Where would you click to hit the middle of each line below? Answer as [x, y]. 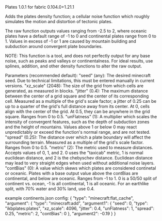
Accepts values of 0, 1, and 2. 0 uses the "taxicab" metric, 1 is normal [74, 153]
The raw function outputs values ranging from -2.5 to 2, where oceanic [76, 31]
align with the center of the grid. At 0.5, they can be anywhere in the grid [78, 111]
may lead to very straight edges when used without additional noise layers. [80, 163]
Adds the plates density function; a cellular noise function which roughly [77, 16]
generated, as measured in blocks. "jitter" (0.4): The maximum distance [77, 91]
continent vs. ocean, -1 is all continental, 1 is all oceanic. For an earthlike [77, 183]
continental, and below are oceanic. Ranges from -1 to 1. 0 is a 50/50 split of [81, 178]
